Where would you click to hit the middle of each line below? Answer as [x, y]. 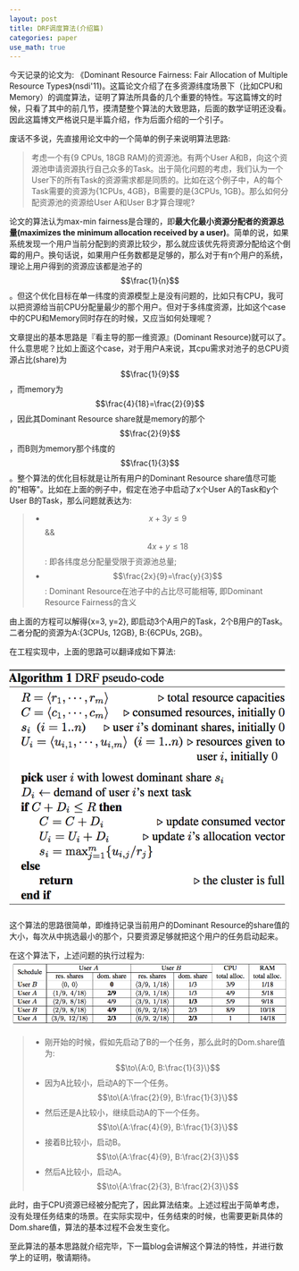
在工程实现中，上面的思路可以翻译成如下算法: [93, 652]
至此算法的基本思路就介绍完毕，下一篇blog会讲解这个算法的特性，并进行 [142, 1246]
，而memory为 [37, 389]
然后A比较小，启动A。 [85, 1172]
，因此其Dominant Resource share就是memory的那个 [107, 419]
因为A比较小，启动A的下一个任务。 [108, 1082]
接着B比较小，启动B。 [85, 1142]
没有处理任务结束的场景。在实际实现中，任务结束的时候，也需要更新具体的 [146, 1216]
